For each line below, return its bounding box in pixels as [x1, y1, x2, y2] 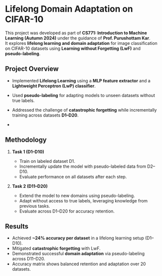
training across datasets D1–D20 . [12, 112, 79, 118]
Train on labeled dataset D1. [19, 158, 75, 164]
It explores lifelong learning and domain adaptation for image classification [5, 40, 158, 46]
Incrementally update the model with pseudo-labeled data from [19, 163, 146, 169]
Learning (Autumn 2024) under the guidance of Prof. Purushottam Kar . [5, 35, 151, 41]
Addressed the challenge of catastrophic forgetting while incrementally [12, 107, 157, 113]
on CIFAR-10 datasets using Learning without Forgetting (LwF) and [5, 45, 141, 51]
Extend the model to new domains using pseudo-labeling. [19, 193, 135, 198]
